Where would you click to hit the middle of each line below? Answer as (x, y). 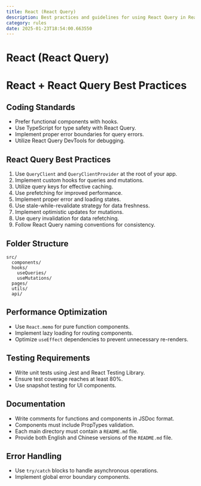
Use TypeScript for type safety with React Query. (75, 128)
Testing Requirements (48, 358)
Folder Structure (37, 244)
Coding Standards (41, 107)
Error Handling (34, 456)
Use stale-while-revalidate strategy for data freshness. (82, 206)
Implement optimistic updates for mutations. (69, 212)
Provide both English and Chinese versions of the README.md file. (94, 438)
